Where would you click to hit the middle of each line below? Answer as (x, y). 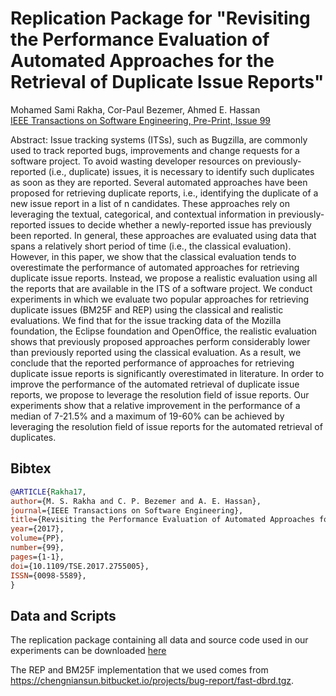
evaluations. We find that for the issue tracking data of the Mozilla (146, 320)
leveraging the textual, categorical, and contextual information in (143, 214)
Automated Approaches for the (142, 61)
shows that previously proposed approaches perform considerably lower (160, 341)
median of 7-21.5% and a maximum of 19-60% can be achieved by (147, 416)
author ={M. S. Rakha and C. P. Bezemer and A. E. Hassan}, (136, 501)
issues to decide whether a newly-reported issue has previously (180, 224)
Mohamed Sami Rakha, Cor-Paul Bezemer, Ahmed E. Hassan (135, 109)
